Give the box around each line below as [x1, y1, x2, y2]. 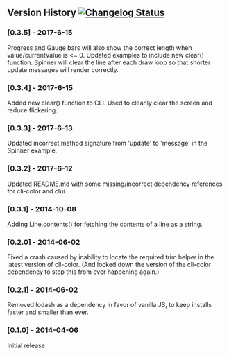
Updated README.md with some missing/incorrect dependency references [7, 180, 223, 188]
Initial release [7, 341, 45, 349]
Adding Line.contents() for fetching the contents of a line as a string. [7, 220, 203, 228]
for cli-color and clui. [7, 187, 67, 195]
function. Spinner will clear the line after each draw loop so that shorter [7, 58, 211, 67]
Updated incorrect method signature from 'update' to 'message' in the [7, 139, 208, 148]
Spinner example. [7, 146, 58, 155]
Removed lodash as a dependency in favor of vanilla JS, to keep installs [7, 301, 212, 309]
